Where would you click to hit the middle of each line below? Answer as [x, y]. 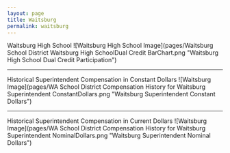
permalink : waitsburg [38, 26]
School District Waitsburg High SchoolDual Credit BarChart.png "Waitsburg [113, 53]
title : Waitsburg [32, 20]
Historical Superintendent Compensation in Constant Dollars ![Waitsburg [109, 80]
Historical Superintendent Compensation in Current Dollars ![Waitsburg [107, 121]
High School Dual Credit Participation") [62, 60]
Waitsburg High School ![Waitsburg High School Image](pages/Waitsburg [110, 46]
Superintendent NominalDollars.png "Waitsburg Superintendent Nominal [109, 136]
